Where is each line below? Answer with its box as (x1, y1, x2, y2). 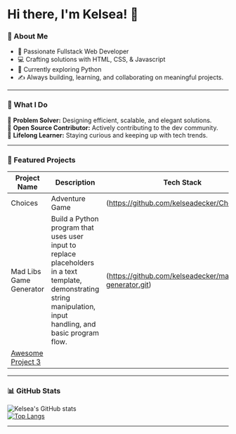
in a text (51, 267, 77, 277)
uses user (51, 232, 84, 242)
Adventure (51, 194, 86, 204)
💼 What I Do (7, 100, 48, 110)
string (51, 293, 70, 303)
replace (51, 249, 76, 259)
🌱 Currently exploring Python (17, 65, 102, 74)
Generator (11, 284, 44, 294)
